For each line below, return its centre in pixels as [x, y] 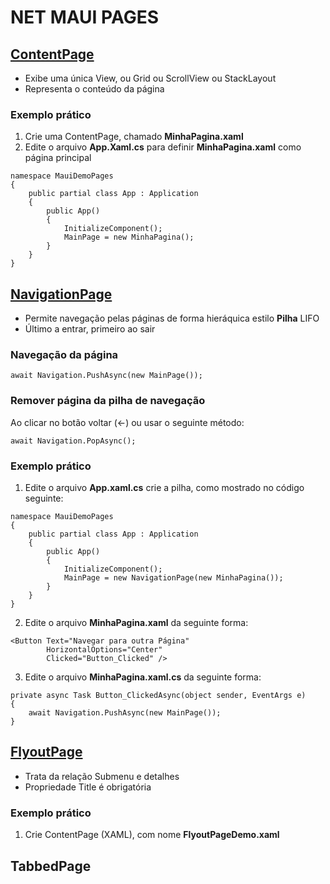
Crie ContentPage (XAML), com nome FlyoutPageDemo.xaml [152, 835]
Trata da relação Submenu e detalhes [102, 776]
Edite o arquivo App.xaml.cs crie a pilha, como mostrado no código [164, 487]
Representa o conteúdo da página [94, 89]
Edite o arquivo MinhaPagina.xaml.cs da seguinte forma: [143, 677]
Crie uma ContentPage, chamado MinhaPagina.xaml [134, 137]
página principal [58, 158]
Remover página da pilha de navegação [108, 401]
